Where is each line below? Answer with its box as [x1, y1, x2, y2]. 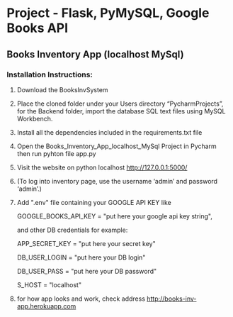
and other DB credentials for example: [16, 226, 128, 234]
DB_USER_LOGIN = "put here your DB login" [16, 253, 146, 262]
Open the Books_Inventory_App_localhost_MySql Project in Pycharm [16, 142, 217, 150]
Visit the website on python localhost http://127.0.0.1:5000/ [16, 163, 188, 172]
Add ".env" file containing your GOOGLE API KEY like [16, 198, 171, 206]
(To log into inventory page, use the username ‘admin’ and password [16, 177, 217, 185]
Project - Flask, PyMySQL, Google [6, 5, 210, 21]
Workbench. [16, 114, 53, 123]
